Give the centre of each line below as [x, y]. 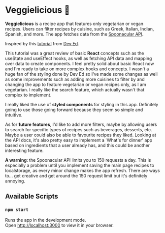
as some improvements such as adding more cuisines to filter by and [75, 79]
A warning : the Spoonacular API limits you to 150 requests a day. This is [78, 160]
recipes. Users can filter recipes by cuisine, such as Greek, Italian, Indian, [80, 29]
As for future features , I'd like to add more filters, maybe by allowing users [81, 124]
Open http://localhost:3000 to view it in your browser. [60, 225]
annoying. [15, 181]
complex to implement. [28, 95]
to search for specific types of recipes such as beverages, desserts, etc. [79, 129]
